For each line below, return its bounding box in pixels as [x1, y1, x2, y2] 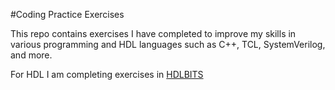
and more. [10, 49, 53, 61]
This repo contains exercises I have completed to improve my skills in [10, 28, 297, 39]
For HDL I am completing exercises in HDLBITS [10, 69, 204, 80]
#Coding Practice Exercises [10, 9, 125, 20]
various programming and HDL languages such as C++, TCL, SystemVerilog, [10, 39, 326, 50]
